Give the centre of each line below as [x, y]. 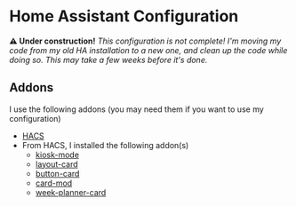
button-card [57, 173]
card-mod [54, 183]
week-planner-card [71, 192]
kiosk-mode [57, 154]
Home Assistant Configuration [124, 16]
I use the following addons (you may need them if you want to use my [136, 109]
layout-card [56, 164]
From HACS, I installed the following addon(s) [105, 145]
